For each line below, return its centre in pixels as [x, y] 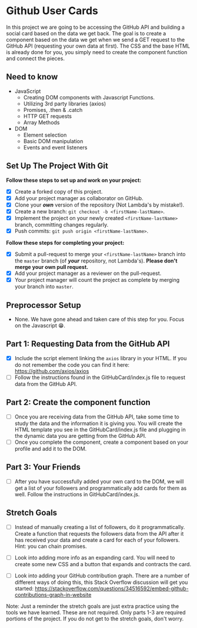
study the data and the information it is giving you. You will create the [98, 423]
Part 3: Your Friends [44, 467]
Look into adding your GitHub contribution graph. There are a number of [102, 576]
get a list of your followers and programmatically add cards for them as [101, 488]
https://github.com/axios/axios [52, 371]
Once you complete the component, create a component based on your [101, 442]
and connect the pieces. [35, 58]
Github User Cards [52, 11]
